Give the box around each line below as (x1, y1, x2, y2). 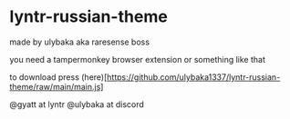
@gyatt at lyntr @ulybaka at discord (9, 98, 144, 110)
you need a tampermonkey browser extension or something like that (9, 54, 266, 64)
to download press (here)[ (9, 71, 108, 83)
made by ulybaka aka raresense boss (9, 36, 150, 47)
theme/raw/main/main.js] (9, 81, 104, 92)
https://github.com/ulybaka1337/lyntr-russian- (106, 71, 281, 83)
